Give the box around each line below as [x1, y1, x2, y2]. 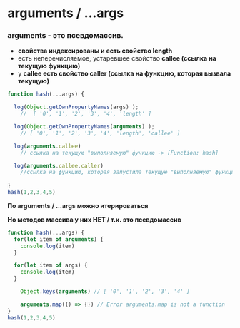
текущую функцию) [17, 62, 81, 71]
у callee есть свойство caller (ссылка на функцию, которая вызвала [17, 69, 231, 78]
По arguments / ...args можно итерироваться [7, 201, 149, 210]
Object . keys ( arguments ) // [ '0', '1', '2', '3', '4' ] [20, 288, 191, 295]
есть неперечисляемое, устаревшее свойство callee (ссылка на [17, 54, 216, 63]
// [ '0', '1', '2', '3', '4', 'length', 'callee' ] [20, 130, 181, 137]
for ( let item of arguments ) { [14, 235, 104, 243]
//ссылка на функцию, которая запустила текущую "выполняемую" [20, 169, 213, 176]
